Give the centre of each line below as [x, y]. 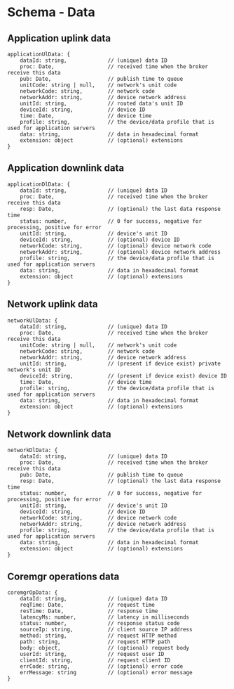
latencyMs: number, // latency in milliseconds [105, 617]
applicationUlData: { [39, 54]
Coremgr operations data [63, 576]
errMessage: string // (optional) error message [106, 673]
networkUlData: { [33, 321]
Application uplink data [59, 38]
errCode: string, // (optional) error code [102, 667]
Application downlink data [66, 168]
